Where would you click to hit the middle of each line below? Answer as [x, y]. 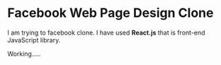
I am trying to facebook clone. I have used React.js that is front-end [106, 32]
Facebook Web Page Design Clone [110, 13]
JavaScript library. [34, 40]
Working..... [24, 54]
